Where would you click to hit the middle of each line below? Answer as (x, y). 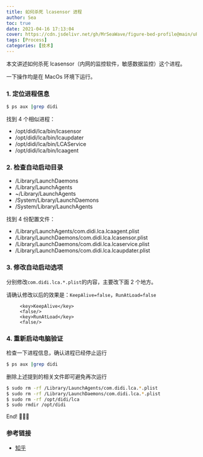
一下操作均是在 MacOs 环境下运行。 (51, 76)
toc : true (19, 23)
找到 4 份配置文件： (31, 219)
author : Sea (21, 18)
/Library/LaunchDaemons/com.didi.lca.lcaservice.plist (82, 244)
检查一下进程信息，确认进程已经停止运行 (56, 353)
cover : (14, 35)
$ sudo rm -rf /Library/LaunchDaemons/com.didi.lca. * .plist (84, 394)
